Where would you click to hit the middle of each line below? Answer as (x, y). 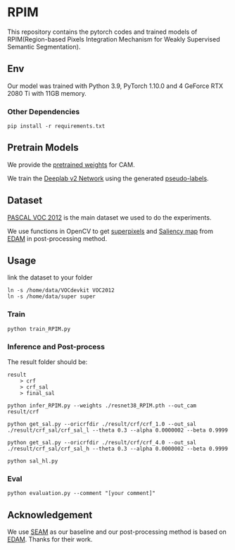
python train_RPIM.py (39, 329)
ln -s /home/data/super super (52, 296)
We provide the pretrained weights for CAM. (71, 164)
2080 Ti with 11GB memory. (47, 93)
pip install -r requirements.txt (56, 126)
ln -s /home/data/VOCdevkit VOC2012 (61, 290)
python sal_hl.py (33, 461)
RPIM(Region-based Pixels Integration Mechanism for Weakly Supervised (114, 39)
